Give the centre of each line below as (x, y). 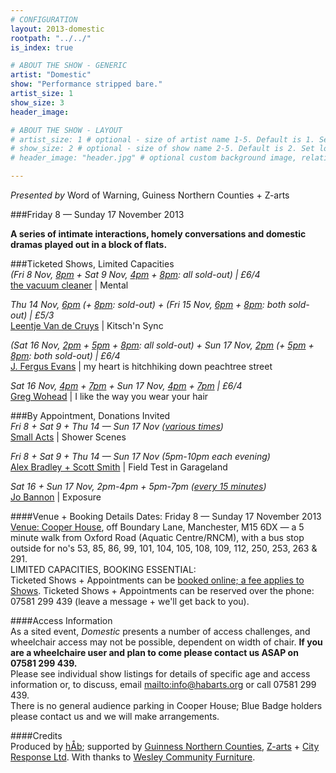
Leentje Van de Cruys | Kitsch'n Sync (87, 325)
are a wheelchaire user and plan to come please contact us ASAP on (154, 652)
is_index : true (42, 47)
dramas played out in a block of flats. (89, 244)
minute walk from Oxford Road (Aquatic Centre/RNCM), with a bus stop (157, 537)
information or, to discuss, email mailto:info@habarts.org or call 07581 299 (163, 684)
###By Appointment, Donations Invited (90, 415)
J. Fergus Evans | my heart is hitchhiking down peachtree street (141, 366)
